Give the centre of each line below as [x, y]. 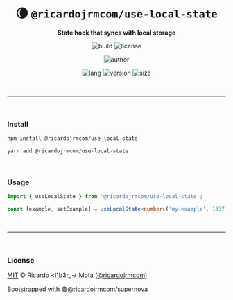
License [21, 260]
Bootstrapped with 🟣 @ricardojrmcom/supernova [78, 289]
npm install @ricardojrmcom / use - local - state [72, 139]
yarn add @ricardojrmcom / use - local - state [68, 151]
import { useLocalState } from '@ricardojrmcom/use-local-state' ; [105, 197]
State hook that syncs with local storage [116, 33]
